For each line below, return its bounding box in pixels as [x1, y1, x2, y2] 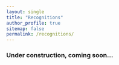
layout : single [6, 8, 45, 15]
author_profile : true [6, 20, 61, 26]
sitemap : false [6, 25, 45, 32]
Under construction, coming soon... [6, 51, 114, 60]
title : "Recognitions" [6, 14, 63, 20]
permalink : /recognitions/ [6, 31, 74, 37]
